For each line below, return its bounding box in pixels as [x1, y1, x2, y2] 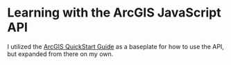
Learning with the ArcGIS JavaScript [7, 5, 221, 21]
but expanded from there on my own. [7, 50, 114, 58]
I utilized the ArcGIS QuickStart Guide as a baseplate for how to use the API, [7, 42, 224, 50]
